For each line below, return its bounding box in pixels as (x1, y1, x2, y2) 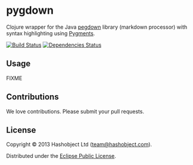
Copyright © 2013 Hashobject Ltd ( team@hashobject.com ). (6, 141, 152, 148)
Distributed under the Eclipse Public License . (6, 152, 116, 160)
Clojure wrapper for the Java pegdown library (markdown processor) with (6, 23, 188, 30)
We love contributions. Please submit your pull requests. (6, 108, 145, 115)
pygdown (6, 4, 54, 17)
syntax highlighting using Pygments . (6, 29, 95, 36)
